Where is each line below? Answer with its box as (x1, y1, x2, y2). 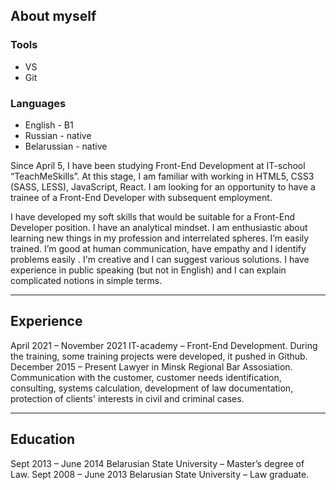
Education (10, 431, 76, 448)
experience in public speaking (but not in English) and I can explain (10, 264, 287, 276)
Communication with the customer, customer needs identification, (10, 371, 282, 383)
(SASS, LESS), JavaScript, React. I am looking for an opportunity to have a (10, 180, 316, 193)
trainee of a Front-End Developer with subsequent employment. (10, 191, 273, 203)
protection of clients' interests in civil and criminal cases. (10, 392, 245, 404)
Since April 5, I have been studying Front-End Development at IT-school (10, 159, 306, 171)
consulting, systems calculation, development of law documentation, (10, 382, 294, 394)
